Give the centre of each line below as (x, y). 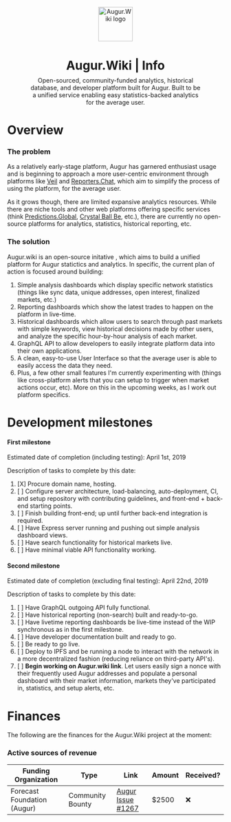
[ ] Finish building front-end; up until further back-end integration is (112, 513)
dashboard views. (42, 535)
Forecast (25, 791)
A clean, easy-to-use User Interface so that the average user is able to (117, 358)
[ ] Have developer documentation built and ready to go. (97, 637)
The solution (29, 242)
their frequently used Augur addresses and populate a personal (107, 674)
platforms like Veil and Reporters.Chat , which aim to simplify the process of (113, 181)
